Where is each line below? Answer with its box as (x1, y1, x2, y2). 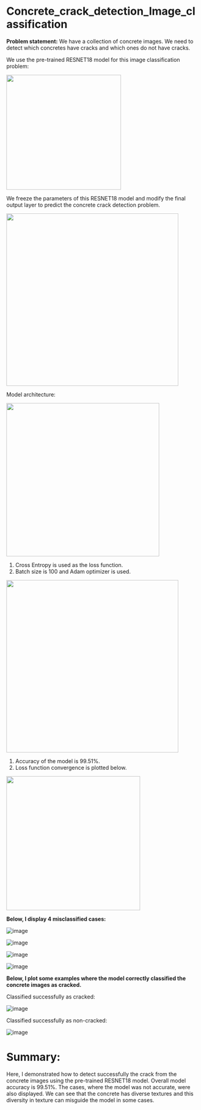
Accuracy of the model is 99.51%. (15, 757, 100, 764)
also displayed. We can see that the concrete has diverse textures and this (6, 1090, 194, 1097)
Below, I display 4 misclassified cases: (6, 915, 106, 922)
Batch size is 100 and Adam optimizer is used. (15, 568, 131, 575)
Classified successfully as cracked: (6, 993, 96, 1000)
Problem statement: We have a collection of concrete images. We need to (6, 37, 194, 45)
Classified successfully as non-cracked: (6, 1016, 108, 1024)
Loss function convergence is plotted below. (15, 764, 127, 771)
